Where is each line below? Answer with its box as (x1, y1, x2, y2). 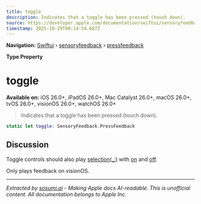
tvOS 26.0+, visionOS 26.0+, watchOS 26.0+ (6, 100, 117, 107)
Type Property (6, 53, 43, 60)
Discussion (6, 140, 49, 150)
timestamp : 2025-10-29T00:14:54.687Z (6, 25, 100, 32)
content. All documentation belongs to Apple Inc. (6, 190, 127, 197)
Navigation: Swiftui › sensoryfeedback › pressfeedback (6, 42, 144, 49)
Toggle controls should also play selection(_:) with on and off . (6, 156, 157, 163)
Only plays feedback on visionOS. (6, 167, 90, 174)
